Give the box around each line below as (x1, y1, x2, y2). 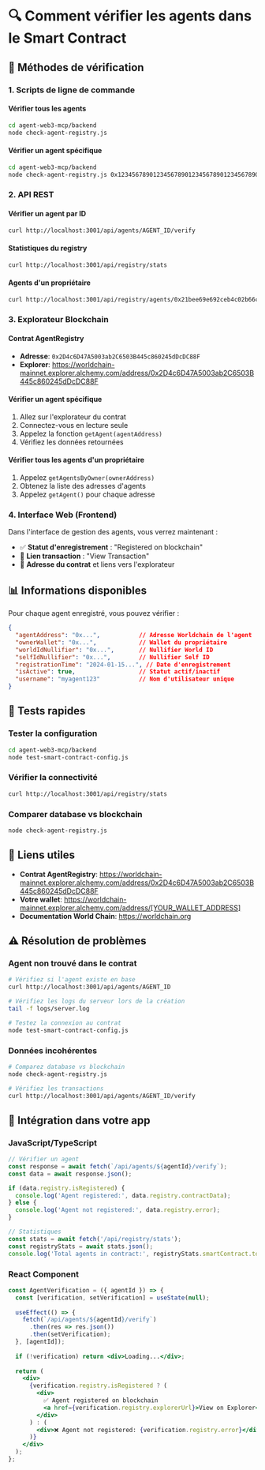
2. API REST (8, 189, 54, 201)
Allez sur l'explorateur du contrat (19, 412, 126, 422)
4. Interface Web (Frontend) (8, 509, 118, 520)
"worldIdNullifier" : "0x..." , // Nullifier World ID (15, 646, 214, 654)
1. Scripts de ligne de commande (8, 84, 136, 96)
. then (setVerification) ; (28, 1330, 111, 1339)
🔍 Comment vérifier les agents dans (8, 7, 252, 25)
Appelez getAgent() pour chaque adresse (19, 489, 155, 499)
